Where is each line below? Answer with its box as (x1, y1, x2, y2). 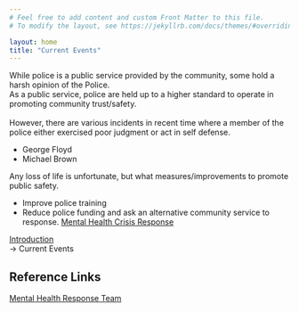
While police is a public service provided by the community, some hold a (9, 70, 275, 81)
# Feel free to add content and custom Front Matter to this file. (9, 12, 265, 22)
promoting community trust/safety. (9, 99, 137, 110)
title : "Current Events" (9, 45, 101, 54)
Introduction (9, 234, 54, 245)
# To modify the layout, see (9, 21, 117, 30)
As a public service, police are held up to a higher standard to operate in (9, 89, 274, 100)
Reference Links (9, 269, 101, 284)
